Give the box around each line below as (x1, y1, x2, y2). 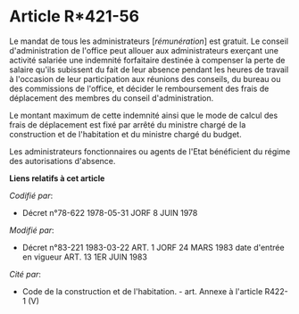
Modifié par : (9, 225, 55, 235)
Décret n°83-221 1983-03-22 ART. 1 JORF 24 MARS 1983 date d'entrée (21, 242, 285, 252)
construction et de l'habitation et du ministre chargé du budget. (9, 128, 243, 139)
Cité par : (9, 269, 42, 279)
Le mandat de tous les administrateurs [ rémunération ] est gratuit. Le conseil (9, 36, 288, 46)
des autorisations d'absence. (9, 155, 116, 166)
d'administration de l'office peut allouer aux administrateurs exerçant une (9, 45, 279, 55)
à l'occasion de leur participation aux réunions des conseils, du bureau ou (9, 73, 281, 84)
